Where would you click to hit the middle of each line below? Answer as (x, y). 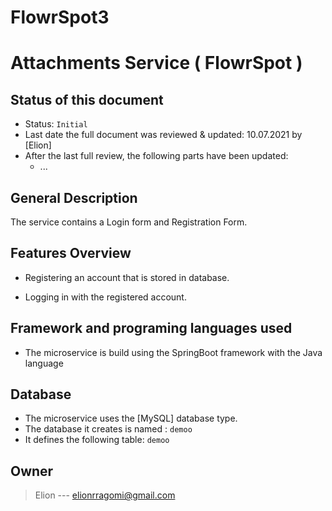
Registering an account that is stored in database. (127, 277)
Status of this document (87, 99)
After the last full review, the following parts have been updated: (156, 156)
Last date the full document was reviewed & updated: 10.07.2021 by (163, 135)
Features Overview (71, 253)
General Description (74, 197)
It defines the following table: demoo (97, 440)
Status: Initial (56, 124)
